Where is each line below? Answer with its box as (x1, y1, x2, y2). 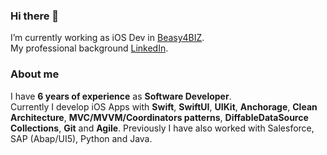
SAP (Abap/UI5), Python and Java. (10, 132, 153, 144)
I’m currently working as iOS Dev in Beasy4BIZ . (10, 32, 205, 44)
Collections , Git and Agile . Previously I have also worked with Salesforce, (10, 122, 315, 134)
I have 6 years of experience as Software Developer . (10, 90, 232, 102)
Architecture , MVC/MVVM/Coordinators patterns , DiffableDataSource (10, 111, 309, 123)
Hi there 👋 (10, 9, 60, 23)
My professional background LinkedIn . (10, 42, 169, 54)
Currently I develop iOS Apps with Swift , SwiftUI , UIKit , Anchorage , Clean (10, 100, 318, 113)
